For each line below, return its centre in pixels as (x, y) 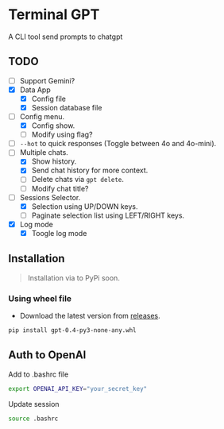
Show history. (54, 161)
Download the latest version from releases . (90, 315)
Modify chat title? (60, 188)
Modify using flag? (62, 135)
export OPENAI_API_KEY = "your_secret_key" (78, 388)
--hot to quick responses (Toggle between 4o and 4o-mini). (118, 144)
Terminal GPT (54, 15)
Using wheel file (40, 298)
